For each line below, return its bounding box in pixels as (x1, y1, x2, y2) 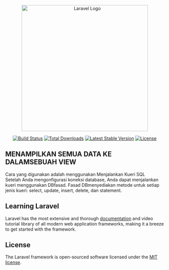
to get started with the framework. (5, 226, 77, 232)
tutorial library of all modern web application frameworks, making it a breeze (5, 221, 164, 227)
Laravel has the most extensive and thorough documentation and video (5, 215, 153, 222)
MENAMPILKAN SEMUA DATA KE (5, 150, 112, 158)
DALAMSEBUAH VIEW (5, 158, 77, 167)
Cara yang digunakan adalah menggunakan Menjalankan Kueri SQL (5, 171, 145, 177)
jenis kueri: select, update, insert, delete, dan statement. (5, 187, 122, 193)
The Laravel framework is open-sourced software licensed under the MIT (5, 254, 158, 260)
